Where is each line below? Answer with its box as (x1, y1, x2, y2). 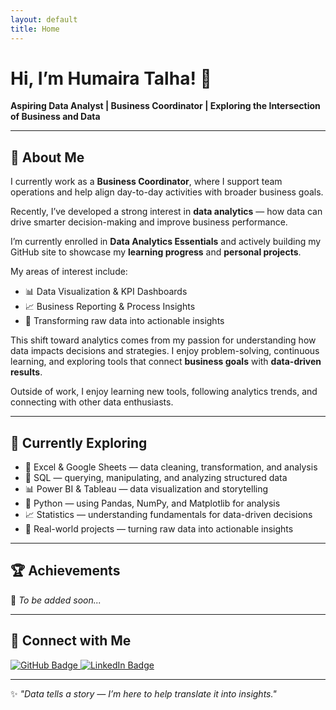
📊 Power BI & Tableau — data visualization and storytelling (24, 483, 269, 495)
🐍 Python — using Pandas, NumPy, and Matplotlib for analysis (24, 497, 281, 510)
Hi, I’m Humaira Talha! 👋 (10, 67, 212, 90)
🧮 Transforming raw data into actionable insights (24, 315, 225, 327)
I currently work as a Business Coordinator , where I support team (10, 176, 283, 188)
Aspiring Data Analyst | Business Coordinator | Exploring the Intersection (10, 100, 321, 112)
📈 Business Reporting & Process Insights (24, 301, 196, 313)
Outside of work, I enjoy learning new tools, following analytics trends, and (10, 386, 318, 398)
